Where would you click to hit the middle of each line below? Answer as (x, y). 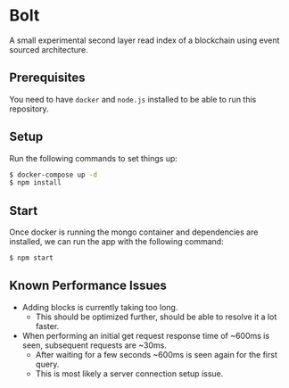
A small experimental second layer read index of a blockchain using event (144, 40)
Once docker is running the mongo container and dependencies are (134, 232)
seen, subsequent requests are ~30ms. (94, 345)
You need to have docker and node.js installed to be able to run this (133, 99)
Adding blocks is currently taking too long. (100, 307)
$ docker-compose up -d (54, 175)
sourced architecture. (49, 49)
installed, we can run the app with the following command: (117, 242)
